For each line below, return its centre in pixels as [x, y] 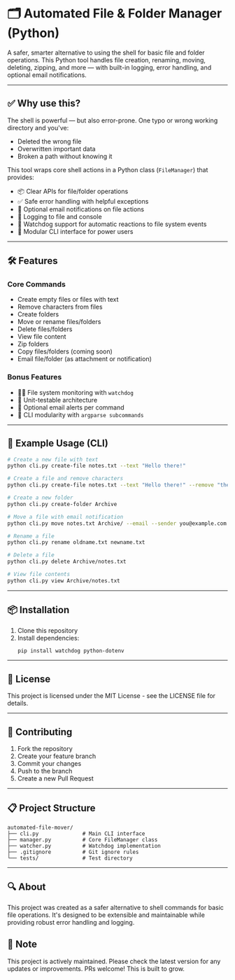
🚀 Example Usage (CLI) [58, 443]
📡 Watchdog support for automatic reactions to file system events [112, 224]
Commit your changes [49, 764]
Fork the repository [45, 749]
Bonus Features [35, 377]
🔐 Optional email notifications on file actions [81, 209]
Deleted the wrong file [49, 141]
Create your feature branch [57, 756]
